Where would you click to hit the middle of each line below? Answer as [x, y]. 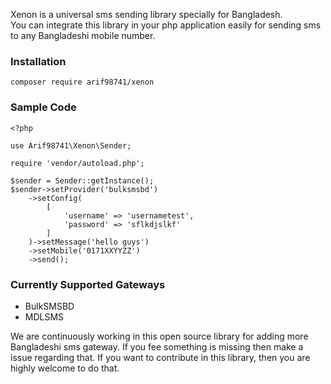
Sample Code [43, 107]
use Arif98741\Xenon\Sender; [71, 145]
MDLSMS [44, 316]
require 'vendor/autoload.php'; [77, 163]
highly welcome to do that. [65, 368]
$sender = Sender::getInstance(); [82, 180]
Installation [38, 61]
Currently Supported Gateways [88, 284]
